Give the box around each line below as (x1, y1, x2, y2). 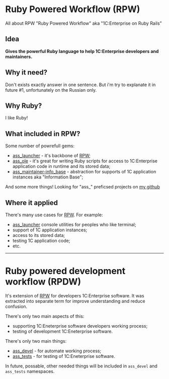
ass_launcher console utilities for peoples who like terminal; (12, 222, 136, 227)
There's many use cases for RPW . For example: (5, 212, 103, 218)
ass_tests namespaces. (5, 368, 55, 374)
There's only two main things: (5, 338, 67, 344)
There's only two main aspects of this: (5, 313, 84, 319)
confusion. (5, 303, 28, 309)
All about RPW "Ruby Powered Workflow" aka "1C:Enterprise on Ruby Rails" (5, 20, 162, 26)
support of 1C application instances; (12, 227, 88, 233)
